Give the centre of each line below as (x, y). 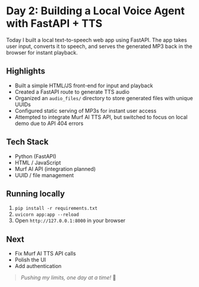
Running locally (36, 194)
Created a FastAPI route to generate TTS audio (72, 92)
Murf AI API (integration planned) (55, 169)
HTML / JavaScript (38, 162)
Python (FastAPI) (35, 156)
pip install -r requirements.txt (56, 209)
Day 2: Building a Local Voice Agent (96, 11)
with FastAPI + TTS (54, 23)
